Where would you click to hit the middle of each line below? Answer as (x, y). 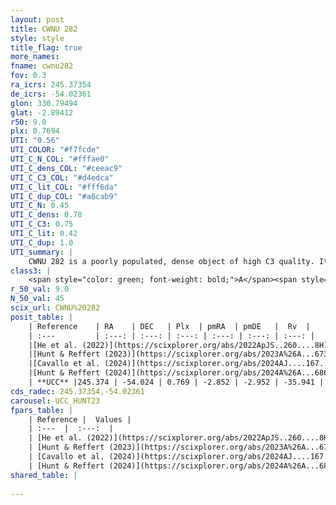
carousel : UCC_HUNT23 (55, 401)
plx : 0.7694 (35, 131)
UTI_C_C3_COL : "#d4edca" (62, 177)
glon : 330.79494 (44, 103)
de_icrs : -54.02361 (51, 94)
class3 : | (31, 271)
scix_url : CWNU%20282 (55, 308)
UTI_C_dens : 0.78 (46, 215)
